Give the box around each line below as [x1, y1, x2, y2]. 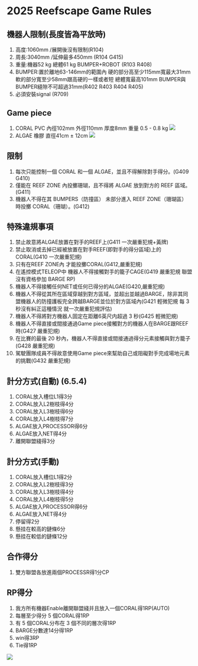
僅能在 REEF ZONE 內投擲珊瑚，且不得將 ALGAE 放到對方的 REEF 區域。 [15, 181, 191, 189]
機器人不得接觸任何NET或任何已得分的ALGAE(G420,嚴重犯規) [15, 283, 165, 290]
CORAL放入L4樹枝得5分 [15, 496, 74, 503]
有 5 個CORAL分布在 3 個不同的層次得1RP [15, 619, 116, 626]
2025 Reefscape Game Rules [7, 4, 152, 18]
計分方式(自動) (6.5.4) [7, 376, 87, 386]
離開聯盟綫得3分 [15, 438, 56, 445]
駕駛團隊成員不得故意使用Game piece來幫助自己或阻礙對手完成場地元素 [15, 350, 190, 357]
